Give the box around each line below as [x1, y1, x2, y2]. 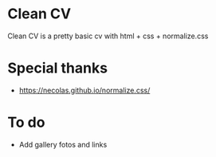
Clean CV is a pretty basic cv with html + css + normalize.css [7, 31, 209, 41]
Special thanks [7, 59, 108, 77]
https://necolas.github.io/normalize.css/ [18, 85, 151, 95]
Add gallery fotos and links [18, 139, 108, 149]
